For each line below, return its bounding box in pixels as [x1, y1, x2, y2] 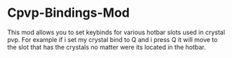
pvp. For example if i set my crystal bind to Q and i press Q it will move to [7, 35, 218, 43]
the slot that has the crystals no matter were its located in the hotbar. [7, 43, 206, 51]
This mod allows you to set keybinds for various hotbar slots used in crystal [7, 28, 226, 36]
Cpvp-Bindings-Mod [7, 5, 130, 21]
